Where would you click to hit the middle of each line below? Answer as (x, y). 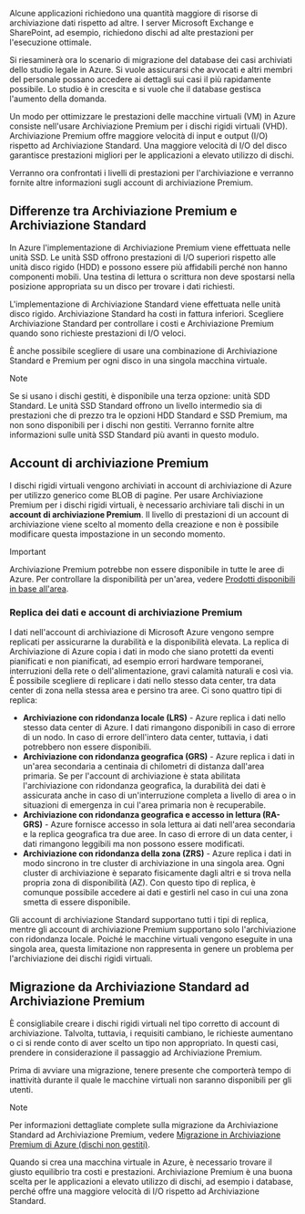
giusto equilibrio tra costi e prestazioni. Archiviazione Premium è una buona (151, 1171)
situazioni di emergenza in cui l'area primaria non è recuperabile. (144, 805)
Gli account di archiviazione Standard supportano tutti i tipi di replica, (139, 919)
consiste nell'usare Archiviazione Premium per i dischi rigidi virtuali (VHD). (149, 126)
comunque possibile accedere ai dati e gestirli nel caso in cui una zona (155, 892)
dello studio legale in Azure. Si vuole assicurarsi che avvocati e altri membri (151, 69)
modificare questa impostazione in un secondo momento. (117, 534)
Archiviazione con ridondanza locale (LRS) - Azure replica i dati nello (154, 717)
